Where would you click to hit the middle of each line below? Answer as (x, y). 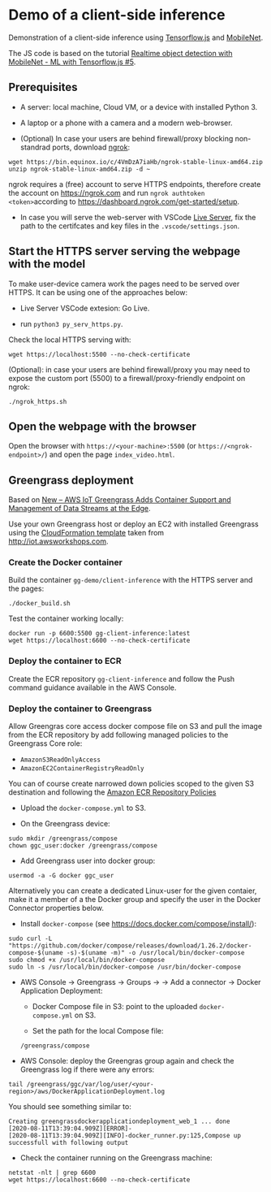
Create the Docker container (66, 562)
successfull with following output (69, 1143)
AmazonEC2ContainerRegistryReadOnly (82, 769)
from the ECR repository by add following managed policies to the (118, 735)
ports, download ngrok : (91, 147)
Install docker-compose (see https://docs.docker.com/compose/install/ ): (138, 924)
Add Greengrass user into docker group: (88, 861)
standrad (35, 147)
